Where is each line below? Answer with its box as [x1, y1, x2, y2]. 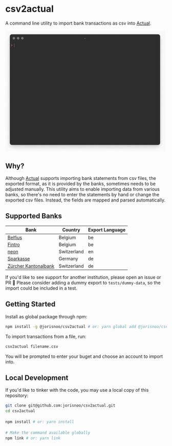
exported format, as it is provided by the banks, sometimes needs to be [5, 180, 156, 187]
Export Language [88, 227, 126, 233]
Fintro [7, 241, 20, 248]
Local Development [5, 374, 69, 382]
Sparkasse [7, 256, 30, 262]
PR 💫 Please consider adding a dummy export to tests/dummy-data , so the [5, 280, 161, 286]
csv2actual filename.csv [5, 344, 58, 349]
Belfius [7, 234, 22, 240]
